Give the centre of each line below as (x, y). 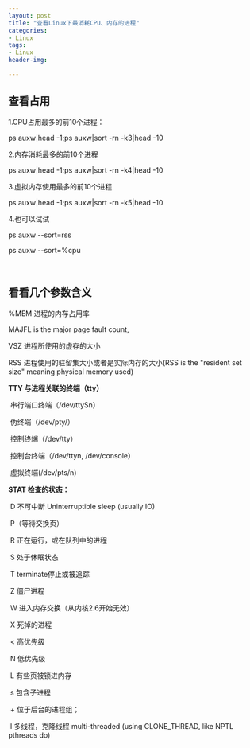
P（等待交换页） (37, 523)
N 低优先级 (28, 658)
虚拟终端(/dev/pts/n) (43, 472)
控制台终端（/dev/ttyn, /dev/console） (72, 455)
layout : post (30, 16)
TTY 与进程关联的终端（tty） (56, 388)
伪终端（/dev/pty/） (42, 422)
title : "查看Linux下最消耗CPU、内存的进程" (74, 23)
